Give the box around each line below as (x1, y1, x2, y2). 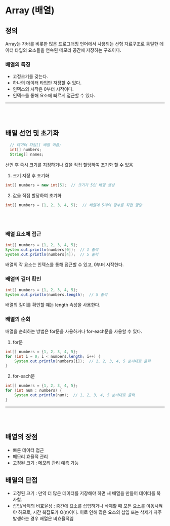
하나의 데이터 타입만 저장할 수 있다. (12, 80, 82, 86)
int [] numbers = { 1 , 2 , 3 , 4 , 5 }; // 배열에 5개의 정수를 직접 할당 (5, 202, 143, 208)
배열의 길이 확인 (5, 276, 41, 283)
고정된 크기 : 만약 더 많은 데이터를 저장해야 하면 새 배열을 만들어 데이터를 (12, 490, 156, 497)
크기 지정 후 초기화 (12, 172, 50, 178)
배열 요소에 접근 (5, 231, 41, 238)
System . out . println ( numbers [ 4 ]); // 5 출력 (5, 252, 99, 257)
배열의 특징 (5, 61, 31, 68)
